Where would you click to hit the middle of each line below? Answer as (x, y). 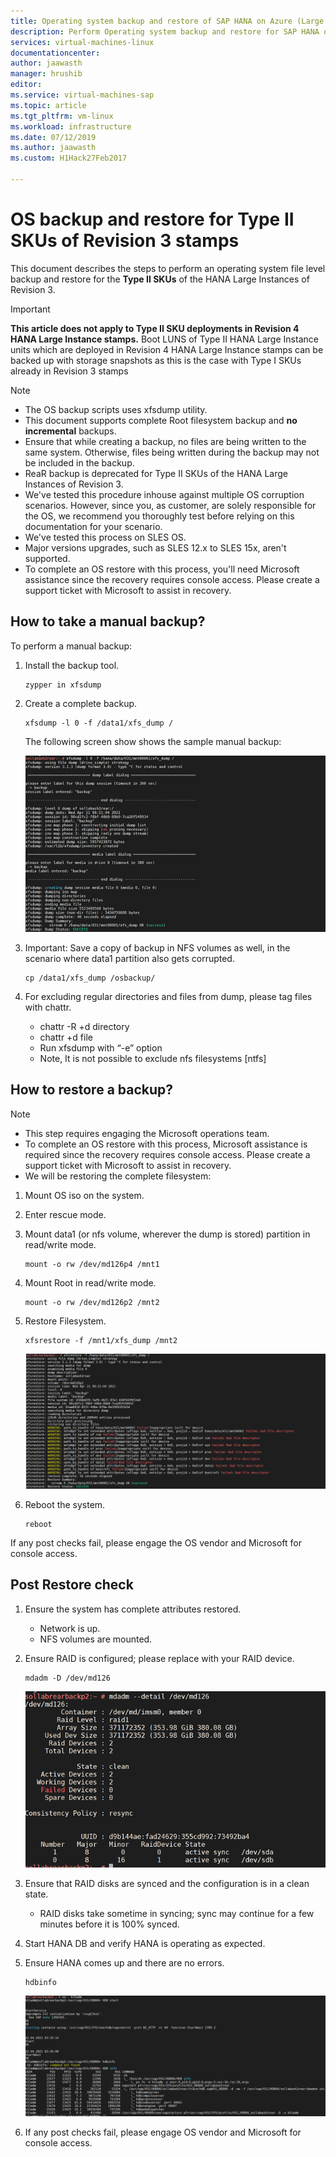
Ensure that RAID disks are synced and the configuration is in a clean (167, 1883)
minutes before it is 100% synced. (109, 1924)
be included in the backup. (79, 462)
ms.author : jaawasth (53, 148)
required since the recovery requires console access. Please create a (167, 1154)
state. (36, 1894)
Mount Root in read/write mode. (90, 1282)
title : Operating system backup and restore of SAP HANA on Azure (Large (167, 21)
